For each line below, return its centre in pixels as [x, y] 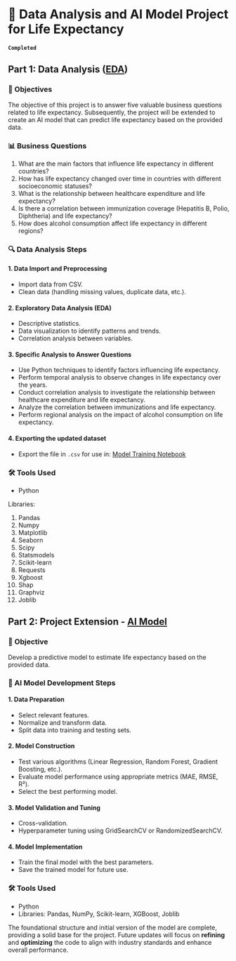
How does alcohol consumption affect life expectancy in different [112, 223]
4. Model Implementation [45, 847]
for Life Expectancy [66, 29]
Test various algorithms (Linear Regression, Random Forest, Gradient [118, 762]
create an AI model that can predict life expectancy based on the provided [116, 119]
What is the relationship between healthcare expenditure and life [112, 193]
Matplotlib [33, 532]
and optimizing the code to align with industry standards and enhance [110, 942]
